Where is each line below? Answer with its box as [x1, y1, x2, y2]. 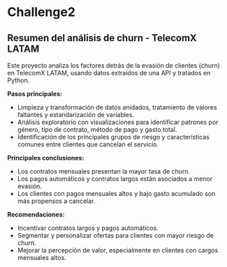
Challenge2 [7, 4, 75, 20]
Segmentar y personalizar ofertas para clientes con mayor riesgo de [17, 231, 214, 239]
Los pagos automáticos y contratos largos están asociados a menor [17, 175, 213, 183]
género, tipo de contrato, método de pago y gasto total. [17, 125, 177, 133]
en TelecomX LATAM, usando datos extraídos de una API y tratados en [7, 69, 211, 77]
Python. [7, 76, 30, 84]
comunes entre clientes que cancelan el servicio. [17, 140, 159, 148]
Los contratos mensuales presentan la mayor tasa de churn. [17, 167, 191, 175]
